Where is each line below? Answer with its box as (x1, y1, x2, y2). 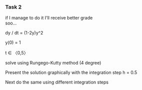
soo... (5, 20, 17, 26)
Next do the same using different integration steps (5, 79, 109, 85)
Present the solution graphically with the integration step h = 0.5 (5, 69, 137, 75)
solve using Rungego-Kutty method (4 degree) (5, 60, 101, 66)
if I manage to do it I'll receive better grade (5, 15, 93, 21)
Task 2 (5, 3, 22, 10)
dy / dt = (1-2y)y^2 (5, 30, 43, 36)
